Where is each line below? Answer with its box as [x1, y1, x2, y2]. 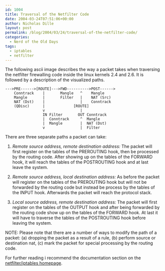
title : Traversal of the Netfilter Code [5, 12, 90, 17]
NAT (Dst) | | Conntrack [14, 100, 111, 104]
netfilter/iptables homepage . [5, 260, 63, 266]
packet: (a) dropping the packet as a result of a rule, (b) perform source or [5, 235, 156, 241]
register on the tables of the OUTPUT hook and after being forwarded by [12, 204, 160, 210]
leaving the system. [12, 220, 52, 226]
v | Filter [42, 125, 100, 131]
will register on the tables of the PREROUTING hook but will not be [12, 179, 147, 185]
